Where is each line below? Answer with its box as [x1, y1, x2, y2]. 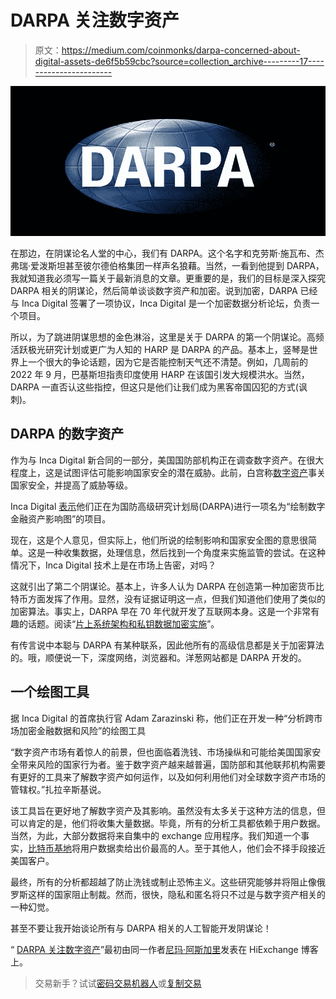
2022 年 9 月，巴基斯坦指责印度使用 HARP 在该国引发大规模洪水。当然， [10, 368, 310, 380]
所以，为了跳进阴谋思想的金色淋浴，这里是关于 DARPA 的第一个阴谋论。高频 [10, 331, 325, 343]
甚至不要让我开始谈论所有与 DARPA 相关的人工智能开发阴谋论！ [10, 922, 272, 934]
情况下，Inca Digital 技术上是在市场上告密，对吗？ [10, 559, 217, 571]
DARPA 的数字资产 [10, 426, 125, 443]
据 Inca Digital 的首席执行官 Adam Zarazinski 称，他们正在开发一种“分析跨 [10, 712, 315, 724]
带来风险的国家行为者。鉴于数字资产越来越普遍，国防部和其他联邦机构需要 [18, 758, 326, 770]
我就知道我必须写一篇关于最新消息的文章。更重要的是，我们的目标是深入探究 [10, 272, 326, 284]
